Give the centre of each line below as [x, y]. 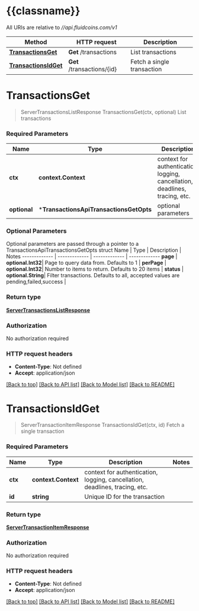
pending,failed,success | [36, 282]
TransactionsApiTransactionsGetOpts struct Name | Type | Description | [94, 250]
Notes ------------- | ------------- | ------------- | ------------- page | [92, 257]
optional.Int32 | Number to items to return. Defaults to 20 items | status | [95, 269]
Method [36, 42]
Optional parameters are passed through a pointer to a [73, 244]
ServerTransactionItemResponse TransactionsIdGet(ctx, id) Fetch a [102, 425]
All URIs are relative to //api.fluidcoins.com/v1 [62, 27]
